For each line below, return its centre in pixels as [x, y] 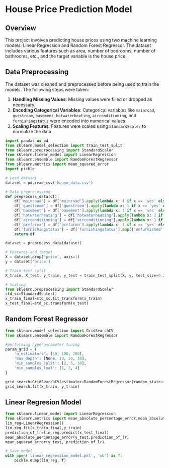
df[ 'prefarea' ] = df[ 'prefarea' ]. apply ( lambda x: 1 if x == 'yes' [85, 225]
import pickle [20, 169]
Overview [21, 28]
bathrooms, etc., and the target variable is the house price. [66, 56]
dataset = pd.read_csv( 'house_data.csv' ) [49, 183]
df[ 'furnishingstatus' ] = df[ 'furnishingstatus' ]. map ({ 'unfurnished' [89, 229]
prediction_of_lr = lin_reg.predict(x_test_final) [57, 433]
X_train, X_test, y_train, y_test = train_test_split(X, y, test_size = [82, 275]
